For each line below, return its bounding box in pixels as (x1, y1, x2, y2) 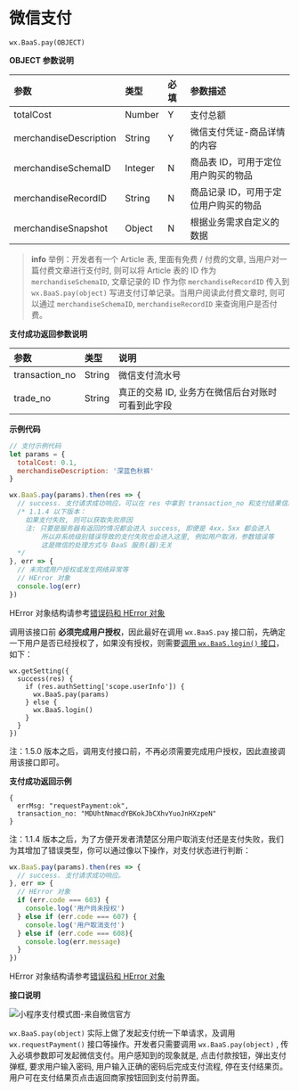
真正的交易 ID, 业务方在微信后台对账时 (118, 385, 278, 398)
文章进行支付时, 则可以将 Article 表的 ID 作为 (54, 265, 217, 275)
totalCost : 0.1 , (17, 458, 77, 467)
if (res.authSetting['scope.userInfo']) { (25, 682, 185, 691)
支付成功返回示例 (9, 775, 72, 786)
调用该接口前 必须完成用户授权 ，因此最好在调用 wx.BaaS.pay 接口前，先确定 (9, 626, 287, 637)
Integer (125, 161, 156, 174)
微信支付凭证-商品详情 (190, 126, 286, 138)
